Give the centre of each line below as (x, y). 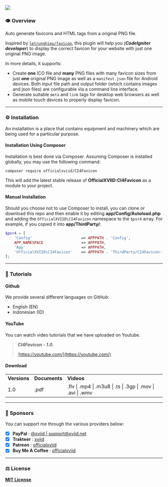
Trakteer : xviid (28, 439)
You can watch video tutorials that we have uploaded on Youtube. (73, 335)
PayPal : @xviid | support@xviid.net (49, 434)
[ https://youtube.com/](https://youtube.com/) (64, 354)
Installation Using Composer (35, 145)
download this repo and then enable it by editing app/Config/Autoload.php (83, 213)
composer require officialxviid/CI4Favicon (51, 171)
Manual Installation (25, 197)
